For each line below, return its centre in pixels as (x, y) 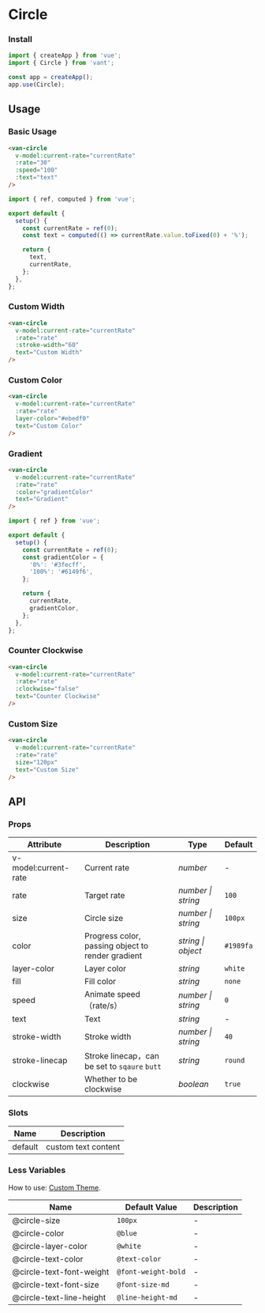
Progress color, (112, 936)
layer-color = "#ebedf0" (52, 419)
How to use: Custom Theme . (54, 1187)
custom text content (83, 1146)
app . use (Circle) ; (37, 85)
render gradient (113, 956)
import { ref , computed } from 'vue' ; (72, 199)
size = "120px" (37, 762)
